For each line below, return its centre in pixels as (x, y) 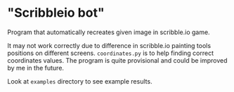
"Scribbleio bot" (56, 13)
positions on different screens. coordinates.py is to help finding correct (111, 53)
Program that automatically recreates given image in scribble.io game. (109, 32)
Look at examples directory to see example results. (80, 81)
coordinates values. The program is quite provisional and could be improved (117, 60)
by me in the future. (36, 68)
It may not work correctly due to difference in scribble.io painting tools (109, 45)
